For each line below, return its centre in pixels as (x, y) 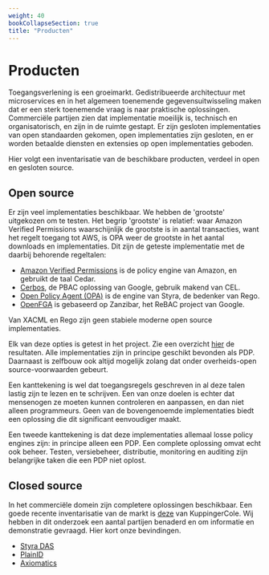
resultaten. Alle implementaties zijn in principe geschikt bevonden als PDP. (132, 353)
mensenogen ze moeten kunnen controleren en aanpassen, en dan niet (126, 403)
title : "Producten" (41, 30)
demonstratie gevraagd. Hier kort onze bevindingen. (95, 530)
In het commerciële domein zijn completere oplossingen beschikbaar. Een (130, 504)
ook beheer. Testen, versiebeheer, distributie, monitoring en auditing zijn (128, 452)
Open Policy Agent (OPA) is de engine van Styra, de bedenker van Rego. (140, 296)
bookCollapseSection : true (53, 23)
